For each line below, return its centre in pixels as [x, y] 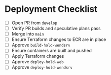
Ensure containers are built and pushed [52, 51]
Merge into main [28, 34]
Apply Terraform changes [38, 56]
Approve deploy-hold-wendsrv [42, 67]
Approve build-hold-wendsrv [41, 45]
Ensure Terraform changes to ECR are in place [59, 39]
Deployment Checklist [51, 9]
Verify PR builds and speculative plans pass [56, 28]
